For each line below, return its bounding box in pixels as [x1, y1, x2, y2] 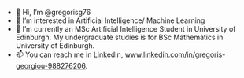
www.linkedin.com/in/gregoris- [124, 50, 226, 59]
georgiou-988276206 [15, 61, 87, 70]
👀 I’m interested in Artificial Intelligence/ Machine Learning [15, 16, 205, 25]
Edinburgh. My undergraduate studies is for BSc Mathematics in [15, 32, 224, 42]
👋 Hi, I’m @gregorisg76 [15, 8, 91, 17]
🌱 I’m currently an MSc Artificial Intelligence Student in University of [15, 24, 236, 33]
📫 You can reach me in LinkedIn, [15, 50, 124, 59]
